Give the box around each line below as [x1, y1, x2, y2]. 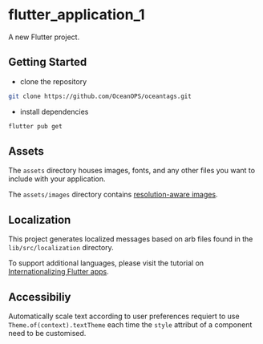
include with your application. [8, 174, 106, 184]
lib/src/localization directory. [8, 243, 114, 253]
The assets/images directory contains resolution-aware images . [8, 190, 218, 200]
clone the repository [19, 76, 87, 86]
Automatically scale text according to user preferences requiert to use [8, 311, 240, 321]
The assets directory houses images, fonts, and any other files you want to [8, 166, 255, 176]
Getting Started [8, 55, 87, 69]
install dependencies [19, 107, 89, 116]
